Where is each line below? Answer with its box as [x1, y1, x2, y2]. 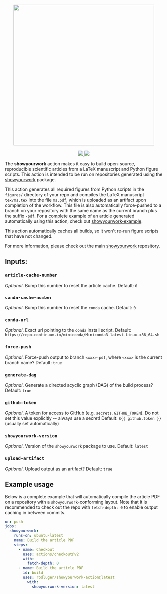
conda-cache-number [5, 295, 52, 300]
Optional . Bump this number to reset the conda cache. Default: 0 [5, 304, 136, 310]
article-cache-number [5, 272, 58, 278]
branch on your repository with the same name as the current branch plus [5, 208, 157, 213]
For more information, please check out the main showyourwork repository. [5, 243, 160, 249]
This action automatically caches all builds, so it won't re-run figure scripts [5, 228, 159, 234]
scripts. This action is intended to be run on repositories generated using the [5, 171, 163, 177]
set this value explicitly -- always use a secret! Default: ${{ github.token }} [5, 415, 161, 421]
